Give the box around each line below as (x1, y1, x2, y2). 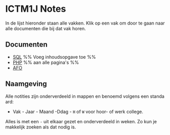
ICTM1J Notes (5, 3, 67, 15)
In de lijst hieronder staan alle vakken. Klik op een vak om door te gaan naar (5, 20, 165, 26)
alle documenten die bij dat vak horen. (5, 25, 86, 31)
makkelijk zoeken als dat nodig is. (5, 124, 76, 130)
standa (150, 93, 165, 99)
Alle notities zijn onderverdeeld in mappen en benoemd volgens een (5, 93, 150, 99)
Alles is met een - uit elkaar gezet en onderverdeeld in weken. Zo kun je (5, 118, 157, 124)
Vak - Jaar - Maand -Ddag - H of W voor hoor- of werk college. (12, 108, 143, 115)
